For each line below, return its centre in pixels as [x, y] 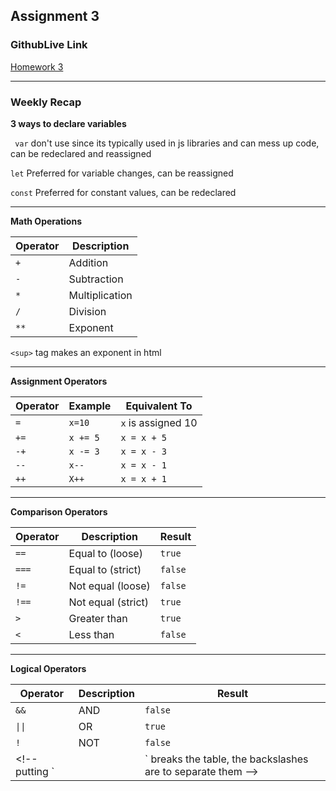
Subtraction [96, 279]
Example [90, 406]
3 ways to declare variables [68, 123]
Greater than [98, 618]
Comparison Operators [59, 511]
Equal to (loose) [105, 553]
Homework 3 [37, 66]
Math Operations [46, 221]
